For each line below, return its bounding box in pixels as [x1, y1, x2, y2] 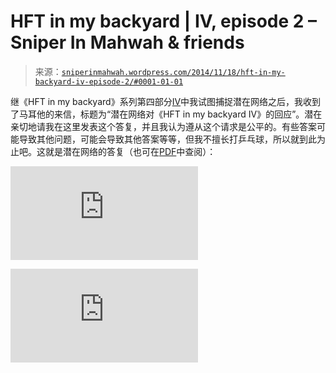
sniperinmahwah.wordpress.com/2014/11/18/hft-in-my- [61, 67, 286, 77]
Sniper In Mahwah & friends [10, 31, 245, 54]
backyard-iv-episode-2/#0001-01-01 [34, 76, 184, 87]
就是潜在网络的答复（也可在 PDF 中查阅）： [44, 145, 217, 157]
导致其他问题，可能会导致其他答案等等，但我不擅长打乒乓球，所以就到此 [18, 133, 317, 145]
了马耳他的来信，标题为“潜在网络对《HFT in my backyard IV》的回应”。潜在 [10, 108, 323, 120]
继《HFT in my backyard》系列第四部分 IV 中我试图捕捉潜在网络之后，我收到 [10, 95, 322, 107]
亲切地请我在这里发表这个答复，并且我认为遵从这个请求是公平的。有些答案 [10, 120, 317, 132]
